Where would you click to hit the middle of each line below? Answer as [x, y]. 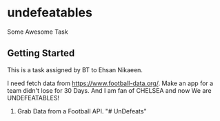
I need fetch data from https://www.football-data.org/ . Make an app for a [110, 83]
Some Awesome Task [38, 32]
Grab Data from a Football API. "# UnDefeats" [82, 111]
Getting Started [41, 53]
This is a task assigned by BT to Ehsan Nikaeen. [75, 69]
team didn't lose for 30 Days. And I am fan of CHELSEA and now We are [109, 90]
